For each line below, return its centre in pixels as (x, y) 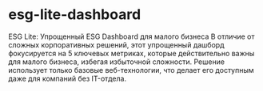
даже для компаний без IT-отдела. (67, 78)
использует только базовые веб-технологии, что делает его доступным (131, 70)
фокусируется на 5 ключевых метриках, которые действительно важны (131, 53)
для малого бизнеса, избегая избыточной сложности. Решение (117, 62)
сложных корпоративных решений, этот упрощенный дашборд (116, 44)
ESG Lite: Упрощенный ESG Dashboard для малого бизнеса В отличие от (131, 36)
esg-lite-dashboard (75, 15)
